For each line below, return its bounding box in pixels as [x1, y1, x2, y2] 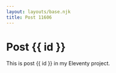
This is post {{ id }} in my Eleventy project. [6, 60, 111, 67]
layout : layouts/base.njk [6, 8, 71, 15]
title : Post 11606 [6, 14, 52, 20]
